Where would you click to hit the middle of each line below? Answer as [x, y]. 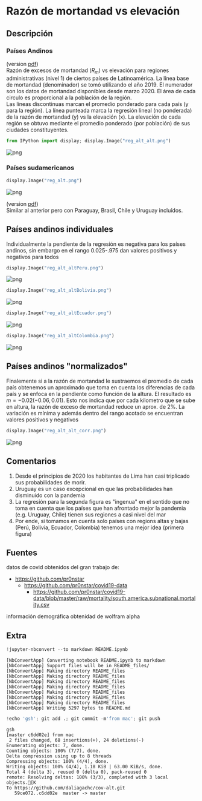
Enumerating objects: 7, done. [46, 745]
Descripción [30, 34]
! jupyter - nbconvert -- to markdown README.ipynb [67, 650]
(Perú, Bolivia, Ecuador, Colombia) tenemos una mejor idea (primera [99, 527]
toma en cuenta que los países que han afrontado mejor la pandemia [100, 508]
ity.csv [41, 605]
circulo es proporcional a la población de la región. [69, 97]
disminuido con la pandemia [50, 495]
